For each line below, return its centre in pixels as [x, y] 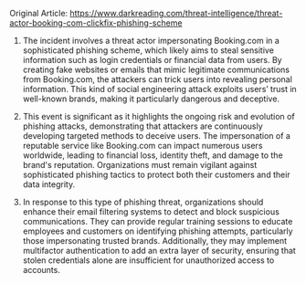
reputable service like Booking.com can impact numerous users [142, 146]
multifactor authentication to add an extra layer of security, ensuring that [159, 251]
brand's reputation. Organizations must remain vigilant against [140, 165]
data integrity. [49, 184]
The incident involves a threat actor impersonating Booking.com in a [151, 41]
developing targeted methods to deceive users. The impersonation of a [156, 136]
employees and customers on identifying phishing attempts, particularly [158, 231]
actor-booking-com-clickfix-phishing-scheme [96, 23]
